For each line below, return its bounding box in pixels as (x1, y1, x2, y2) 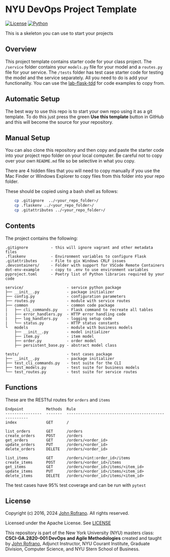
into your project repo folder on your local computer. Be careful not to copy (5, 152, 162, 158)
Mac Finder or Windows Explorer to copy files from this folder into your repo (5, 173, 165, 179)
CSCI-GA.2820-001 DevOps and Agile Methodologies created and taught (5, 535, 162, 541)
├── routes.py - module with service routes (5, 298, 130, 303)
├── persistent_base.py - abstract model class (14, 343, 117, 348)
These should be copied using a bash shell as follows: (5, 188, 118, 194)
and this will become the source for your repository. (5, 119, 113, 125)
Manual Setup (5, 134, 51, 142)
